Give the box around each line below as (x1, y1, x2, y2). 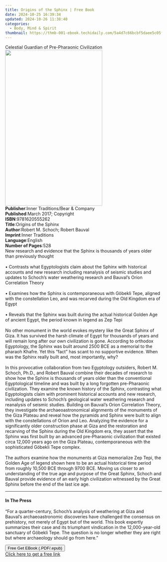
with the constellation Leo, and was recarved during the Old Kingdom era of (5, 295, 161, 301)
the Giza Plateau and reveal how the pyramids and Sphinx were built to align (5, 412, 161, 418)
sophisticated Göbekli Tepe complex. (5, 444, 81, 450)
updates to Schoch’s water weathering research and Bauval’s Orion (5, 275, 143, 280)
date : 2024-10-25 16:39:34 (5, 12, 61, 17)
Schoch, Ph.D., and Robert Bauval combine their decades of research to (5, 370, 153, 376)
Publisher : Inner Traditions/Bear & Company (5, 206, 95, 211)
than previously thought (5, 253, 54, 259)
